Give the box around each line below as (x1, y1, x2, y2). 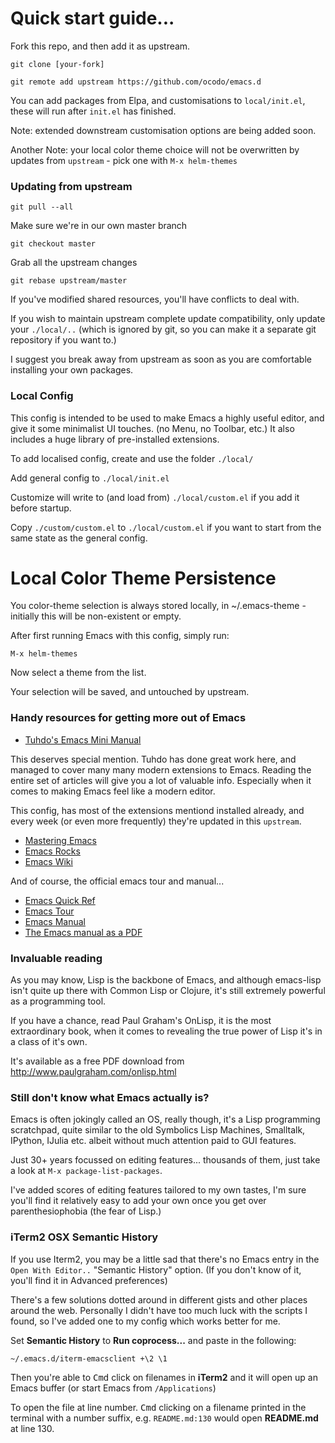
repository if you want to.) (10, 334, 117, 346)
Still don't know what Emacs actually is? (10, 1090, 210, 1104)
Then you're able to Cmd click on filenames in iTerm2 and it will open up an (10, 1371, 318, 1383)
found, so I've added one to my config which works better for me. (10, 1315, 281, 1327)
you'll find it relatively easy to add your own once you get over (10, 1195, 267, 1207)
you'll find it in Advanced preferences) (10, 1274, 168, 1286)
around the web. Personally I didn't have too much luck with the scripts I (10, 1304, 308, 1316)
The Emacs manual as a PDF (24, 926, 143, 938)
